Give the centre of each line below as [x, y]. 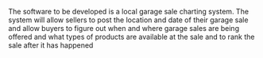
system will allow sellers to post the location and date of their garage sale [128, 20]
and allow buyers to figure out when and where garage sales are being [124, 28]
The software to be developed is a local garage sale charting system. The [128, 12]
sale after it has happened [51, 45]
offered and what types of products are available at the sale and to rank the [131, 37]
